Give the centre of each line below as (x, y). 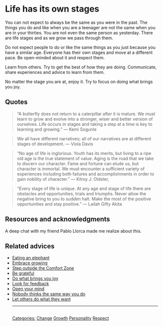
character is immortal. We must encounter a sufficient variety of (81, 169)
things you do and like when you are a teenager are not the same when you (80, 27)
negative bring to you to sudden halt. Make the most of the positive (84, 199)
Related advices (30, 246)
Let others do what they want (41, 299)
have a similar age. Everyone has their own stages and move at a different (79, 52)
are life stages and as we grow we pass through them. (59, 38)
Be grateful (23, 274)
